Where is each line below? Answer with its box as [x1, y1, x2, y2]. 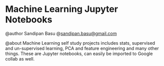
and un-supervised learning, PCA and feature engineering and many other [5, 45, 159, 51]
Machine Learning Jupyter [5, 3, 118, 15]
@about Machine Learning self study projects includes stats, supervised [5, 40, 155, 46]
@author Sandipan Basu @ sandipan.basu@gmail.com [5, 30, 117, 36]
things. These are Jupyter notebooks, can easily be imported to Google [5, 51, 153, 57]
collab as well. [5, 56, 35, 62]
